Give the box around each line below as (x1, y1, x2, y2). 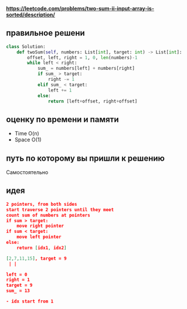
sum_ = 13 (6, 288, 30, 294)
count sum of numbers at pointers (6, 212, 91, 218)
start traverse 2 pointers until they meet (6, 206, 114, 213)
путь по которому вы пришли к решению (6, 153, 165, 163)
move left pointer (16, 234, 62, 240)
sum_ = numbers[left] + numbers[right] (37, 66, 135, 72)
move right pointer (16, 223, 64, 229)
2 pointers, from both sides (6, 201, 77, 207)
